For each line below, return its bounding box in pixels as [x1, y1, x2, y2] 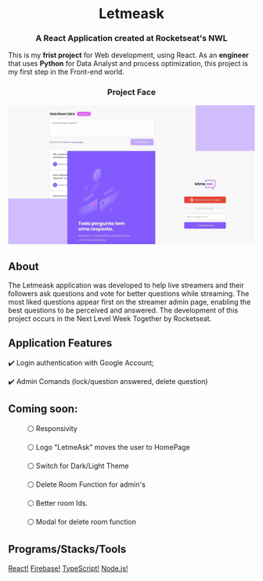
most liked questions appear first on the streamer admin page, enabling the [8, 298, 251, 307]
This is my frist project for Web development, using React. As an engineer [8, 50, 249, 60]
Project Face [106, 87, 157, 98]
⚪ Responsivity [27, 423, 78, 433]
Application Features [8, 337, 113, 350]
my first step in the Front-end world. [8, 68, 125, 77]
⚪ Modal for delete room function [27, 517, 137, 526]
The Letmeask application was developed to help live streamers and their [8, 280, 244, 290]
